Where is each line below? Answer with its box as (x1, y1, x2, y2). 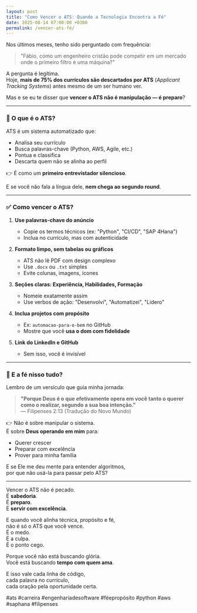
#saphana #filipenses (6, 601, 59, 608)
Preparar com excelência (14, 445, 75, 453)
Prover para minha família (14, 452, 77, 459)
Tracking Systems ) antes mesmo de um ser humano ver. (6, 83, 142, 90)
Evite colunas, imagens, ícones (23, 269, 98, 276)
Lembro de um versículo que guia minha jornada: (6, 384, 125, 391)
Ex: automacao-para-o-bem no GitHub (23, 321, 111, 328)
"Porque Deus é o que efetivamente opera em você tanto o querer (20, 395, 184, 403)
